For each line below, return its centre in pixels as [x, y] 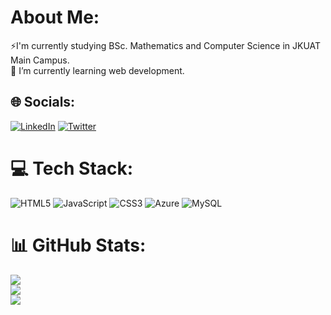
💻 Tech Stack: [72, 168]
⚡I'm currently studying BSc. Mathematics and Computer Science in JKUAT [166, 45]
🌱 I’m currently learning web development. [97, 70]
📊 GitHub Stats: [78, 245]
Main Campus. [40, 60]
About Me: [55, 17]
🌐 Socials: [43, 102]
